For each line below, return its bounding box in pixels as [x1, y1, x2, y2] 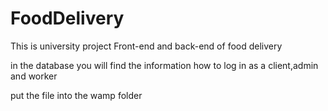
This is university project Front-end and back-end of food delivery [10, 40, 283, 52]
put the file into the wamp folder [10, 89, 143, 101]
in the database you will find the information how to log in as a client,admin [10, 59, 319, 71]
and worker [10, 70, 58, 82]
